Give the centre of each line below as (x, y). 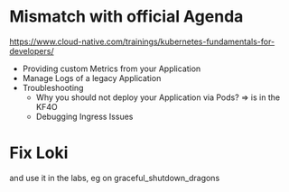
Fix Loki (39, 153)
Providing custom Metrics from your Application (112, 69)
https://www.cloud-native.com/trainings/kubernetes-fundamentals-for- (142, 41)
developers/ (32, 50)
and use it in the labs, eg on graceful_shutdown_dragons (115, 178)
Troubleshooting (53, 87)
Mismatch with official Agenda (126, 17)
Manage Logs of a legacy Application (92, 78)
